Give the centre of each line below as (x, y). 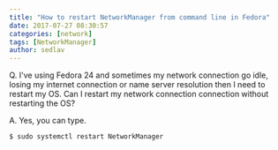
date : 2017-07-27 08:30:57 (59, 26)
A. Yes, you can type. (48, 121)
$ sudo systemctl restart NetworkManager (86, 137)
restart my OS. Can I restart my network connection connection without (139, 94)
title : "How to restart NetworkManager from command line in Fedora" (140, 17)
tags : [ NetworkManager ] (53, 42)
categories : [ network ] (51, 34)
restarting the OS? (42, 103)
